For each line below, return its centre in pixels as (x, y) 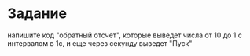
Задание (37, 14)
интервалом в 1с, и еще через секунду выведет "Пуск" (100, 43)
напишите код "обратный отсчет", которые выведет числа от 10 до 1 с (125, 35)
